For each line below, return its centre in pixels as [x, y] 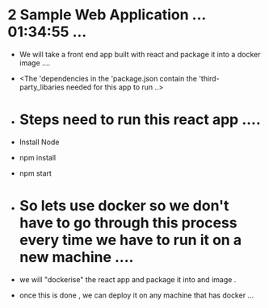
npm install [38, 157]
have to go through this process [128, 223]
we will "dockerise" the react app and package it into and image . [128, 279]
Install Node [39, 142]
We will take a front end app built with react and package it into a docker [140, 54]
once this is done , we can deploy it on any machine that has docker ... [137, 295]
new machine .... [76, 258]
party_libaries [42, 87]
